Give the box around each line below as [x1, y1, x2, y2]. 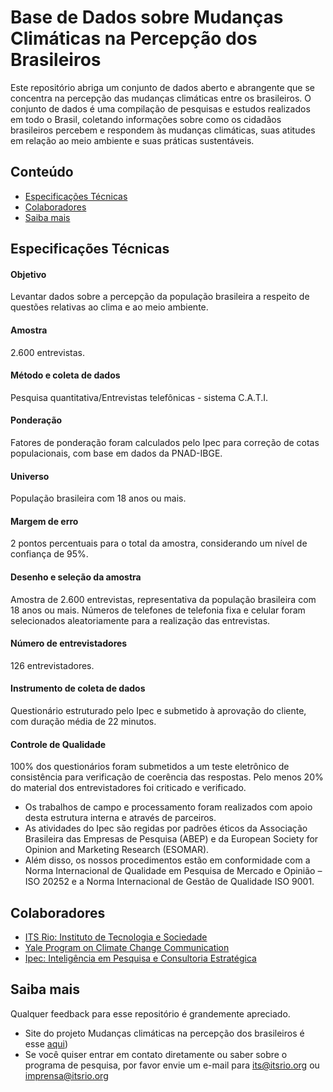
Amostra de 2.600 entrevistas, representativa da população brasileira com [10, 593, 317, 605]
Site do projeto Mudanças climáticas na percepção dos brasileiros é [24, 1027, 305, 1039]
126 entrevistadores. [10, 659, 95, 671]
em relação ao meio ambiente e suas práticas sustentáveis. [10, 134, 255, 146]
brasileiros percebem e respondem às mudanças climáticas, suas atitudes [10, 124, 316, 136]
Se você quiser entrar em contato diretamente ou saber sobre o [24, 1048, 288, 1060]
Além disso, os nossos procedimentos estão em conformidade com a [24, 854, 311, 866]
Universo [10, 470, 50, 482]
